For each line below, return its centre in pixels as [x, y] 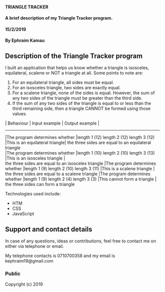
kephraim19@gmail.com [29, 261]
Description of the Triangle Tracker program [74, 56]
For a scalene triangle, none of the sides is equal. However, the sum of [83, 93]
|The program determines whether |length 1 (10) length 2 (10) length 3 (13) [80, 153]
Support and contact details [49, 229]
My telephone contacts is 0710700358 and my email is [60, 256]
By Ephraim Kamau [25, 40]
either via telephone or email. [35, 246]
